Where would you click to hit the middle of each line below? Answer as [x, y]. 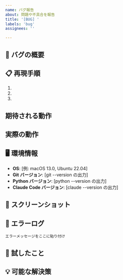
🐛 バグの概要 [25, 55]
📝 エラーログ [25, 223]
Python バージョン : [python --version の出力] [59, 181]
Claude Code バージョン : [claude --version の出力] [65, 187]
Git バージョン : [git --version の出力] [50, 175]
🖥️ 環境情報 [21, 153]
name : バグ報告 [20, 10]
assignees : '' [20, 29]
